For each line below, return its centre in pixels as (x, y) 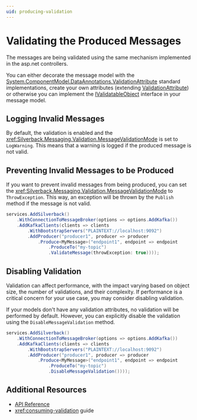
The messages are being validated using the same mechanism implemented (98, 57)
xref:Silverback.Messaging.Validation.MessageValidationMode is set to (92, 139)
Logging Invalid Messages (55, 119)
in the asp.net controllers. (37, 63)
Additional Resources (46, 390)
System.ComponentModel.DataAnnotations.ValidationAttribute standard (93, 81)
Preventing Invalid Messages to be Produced (90, 170)
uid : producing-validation (39, 12)
